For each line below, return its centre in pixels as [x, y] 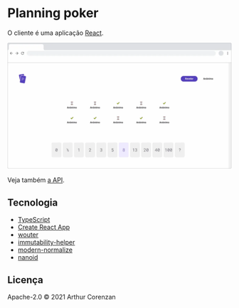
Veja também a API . [36, 180]
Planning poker [53, 13]
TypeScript [34, 220]
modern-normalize [45, 250]
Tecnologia [33, 202]
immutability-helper [46, 243]
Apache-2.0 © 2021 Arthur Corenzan [62, 297]
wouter [28, 235]
